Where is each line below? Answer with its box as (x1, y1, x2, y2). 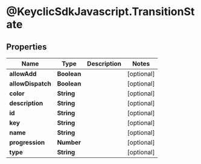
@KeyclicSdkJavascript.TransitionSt (6, 5, 195, 19)
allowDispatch (9, 80, 51, 87)
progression (9, 138, 45, 147)
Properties (6, 42, 47, 52)
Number (57, 138, 81, 147)
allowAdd (9, 70, 37, 78)
